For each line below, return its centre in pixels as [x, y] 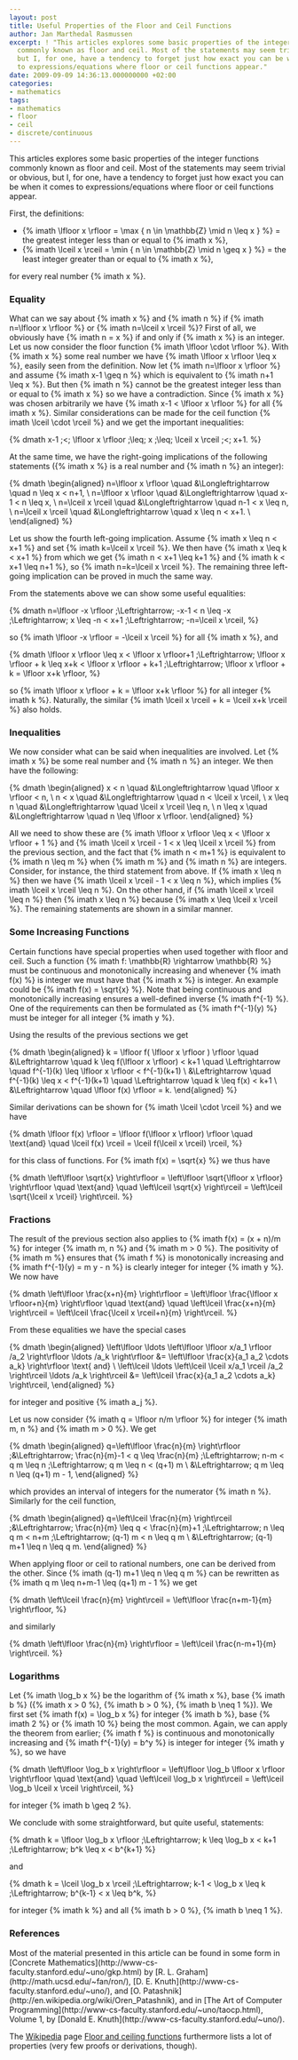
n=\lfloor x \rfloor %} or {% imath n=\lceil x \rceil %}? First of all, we [133, 328]
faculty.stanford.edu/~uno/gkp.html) [76, 1972]
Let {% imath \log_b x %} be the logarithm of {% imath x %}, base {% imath [147, 1696]
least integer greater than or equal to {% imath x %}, [118, 259]
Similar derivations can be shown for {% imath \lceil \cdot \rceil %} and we [145, 1106]
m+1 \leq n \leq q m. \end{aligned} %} [78, 1546]
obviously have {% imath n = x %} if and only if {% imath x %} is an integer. [147, 338]
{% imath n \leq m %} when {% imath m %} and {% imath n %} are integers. [148, 862]
